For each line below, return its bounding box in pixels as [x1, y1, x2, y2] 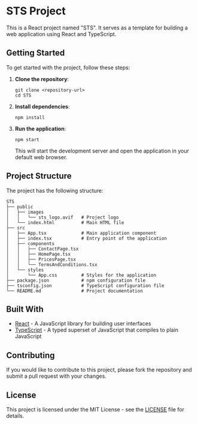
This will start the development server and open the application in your [14, 147, 190, 154]
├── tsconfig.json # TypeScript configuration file [6, 282, 165, 289]
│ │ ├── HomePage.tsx [6, 251, 71, 257]
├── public [6, 204, 33, 210]
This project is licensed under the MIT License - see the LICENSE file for [6, 406, 184, 413]
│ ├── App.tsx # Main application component [6, 230, 157, 236]
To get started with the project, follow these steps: [6, 64, 130, 71]
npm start [14, 136, 40, 142]
